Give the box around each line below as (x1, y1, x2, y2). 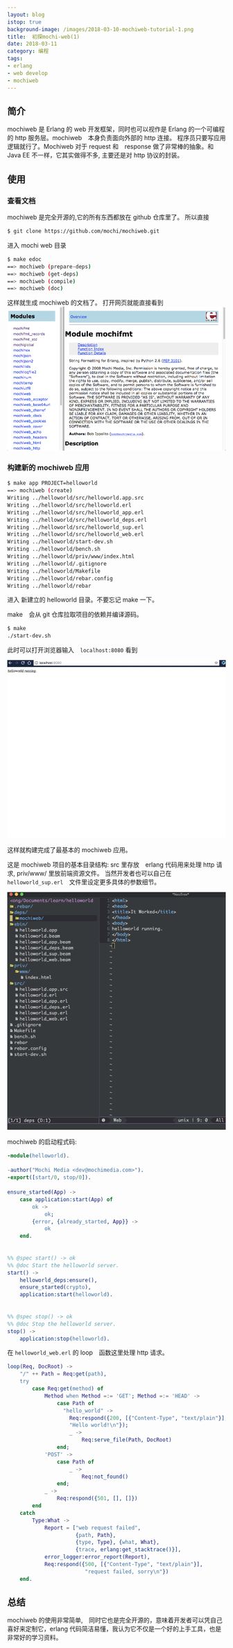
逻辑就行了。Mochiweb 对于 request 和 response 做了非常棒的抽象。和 (7, 142, 214, 151)
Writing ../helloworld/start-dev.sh (7, 538, 113, 545)
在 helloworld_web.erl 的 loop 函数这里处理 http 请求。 (7, 1348, 169, 1357)
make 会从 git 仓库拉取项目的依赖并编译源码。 (7, 611, 144, 619)
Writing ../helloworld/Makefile (7, 568, 101, 575)
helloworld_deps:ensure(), (19, 1277, 98, 1284)
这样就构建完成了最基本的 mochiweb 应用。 (7, 846, 132, 854)
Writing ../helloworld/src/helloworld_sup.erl (7, 524, 144, 531)
